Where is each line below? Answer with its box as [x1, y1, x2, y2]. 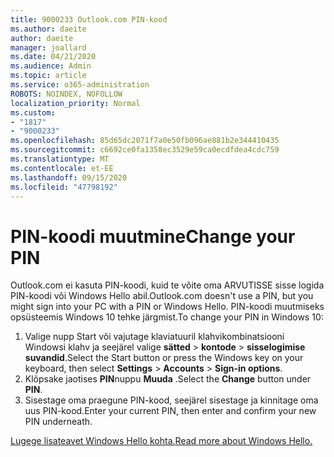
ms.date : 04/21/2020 [10, 52, 97, 62]
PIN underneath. [24, 416, 93, 428]
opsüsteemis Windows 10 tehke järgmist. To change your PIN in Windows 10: [10, 311, 324, 323]
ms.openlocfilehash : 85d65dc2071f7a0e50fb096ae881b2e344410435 [10, 136, 280, 146]
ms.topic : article [10, 71, 87, 81]
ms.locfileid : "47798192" [10, 182, 118, 192]
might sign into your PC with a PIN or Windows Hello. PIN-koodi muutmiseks [10, 301, 325, 313]
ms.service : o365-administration [10, 80, 150, 90]
